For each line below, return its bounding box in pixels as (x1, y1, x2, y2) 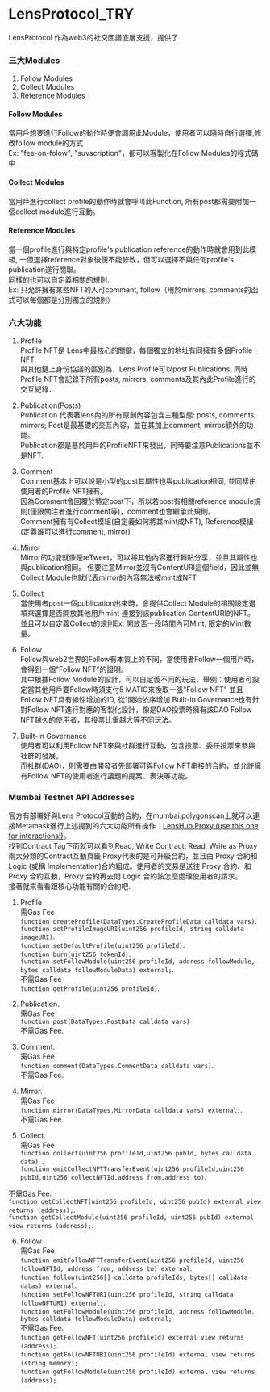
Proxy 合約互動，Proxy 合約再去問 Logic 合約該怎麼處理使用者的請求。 (8, 871, 243, 881)
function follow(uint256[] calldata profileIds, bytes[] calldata (19, 1273, 248, 1282)
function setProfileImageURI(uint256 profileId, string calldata (19, 925, 244, 933)
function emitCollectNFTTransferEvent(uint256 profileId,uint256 (19, 1165, 244, 1173)
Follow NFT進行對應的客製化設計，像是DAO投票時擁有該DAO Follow (27, 705, 252, 715)
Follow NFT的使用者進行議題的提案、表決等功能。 (27, 771, 193, 781)
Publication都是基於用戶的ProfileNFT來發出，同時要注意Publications (19, 441, 247, 451)
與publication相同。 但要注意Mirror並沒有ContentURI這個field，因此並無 (19, 563, 260, 572)
